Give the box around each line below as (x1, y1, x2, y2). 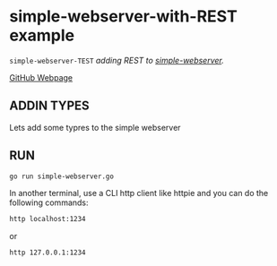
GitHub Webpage (9, 72, 74, 82)
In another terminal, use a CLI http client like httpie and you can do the (9, 188, 269, 199)
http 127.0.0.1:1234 (9, 248, 87, 257)
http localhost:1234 (9, 215, 87, 224)
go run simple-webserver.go (9, 172, 115, 181)
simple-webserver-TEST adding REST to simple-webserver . (9, 55, 224, 65)
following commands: (9, 197, 89, 208)
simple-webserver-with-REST (9, 6, 238, 27)
